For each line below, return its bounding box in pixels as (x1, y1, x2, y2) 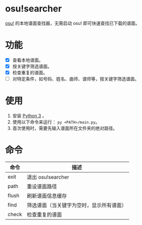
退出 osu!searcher (26, 173, 69, 180)
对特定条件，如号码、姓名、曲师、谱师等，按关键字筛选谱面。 (12, 76, 140, 82)
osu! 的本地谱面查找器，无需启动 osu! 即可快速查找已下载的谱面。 (5, 20, 140, 26)
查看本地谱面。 (12, 57, 43, 63)
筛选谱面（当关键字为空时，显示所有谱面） (26, 202, 127, 208)
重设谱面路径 (26, 183, 57, 190)
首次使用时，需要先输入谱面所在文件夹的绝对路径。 (12, 125, 118, 131)
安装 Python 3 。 (12, 113, 47, 119)
